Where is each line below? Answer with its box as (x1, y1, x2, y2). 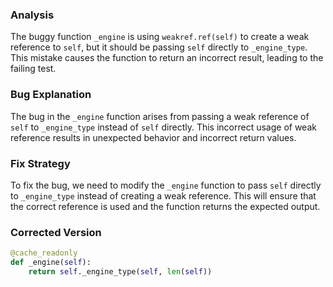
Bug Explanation (10, 88, 92, 102)
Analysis (10, 8, 55, 22)
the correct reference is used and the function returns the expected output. (10, 200, 321, 212)
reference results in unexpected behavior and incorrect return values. (10, 131, 297, 143)
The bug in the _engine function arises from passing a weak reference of (10, 110, 310, 122)
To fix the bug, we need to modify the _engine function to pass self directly (10, 179, 322, 191)
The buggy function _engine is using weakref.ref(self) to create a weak (10, 31, 310, 43)
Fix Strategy (10, 156, 71, 170)
